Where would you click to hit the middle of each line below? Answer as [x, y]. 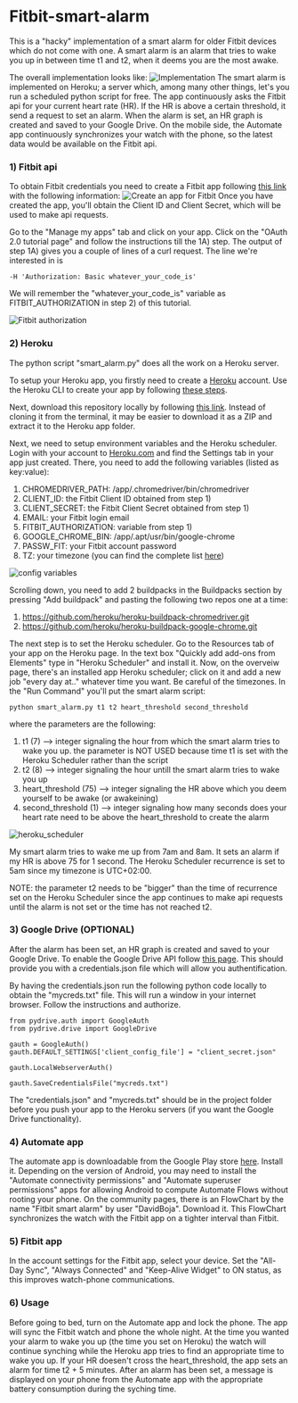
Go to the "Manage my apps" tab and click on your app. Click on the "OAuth [148, 232]
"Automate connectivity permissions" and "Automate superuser [125, 1181]
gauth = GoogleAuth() [49, 1044]
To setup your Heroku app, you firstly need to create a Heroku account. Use [148, 380]
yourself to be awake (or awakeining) [90, 798]
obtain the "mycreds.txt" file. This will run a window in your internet [133, 995]
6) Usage [29, 1303]
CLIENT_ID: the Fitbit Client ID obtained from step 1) [117, 498]
